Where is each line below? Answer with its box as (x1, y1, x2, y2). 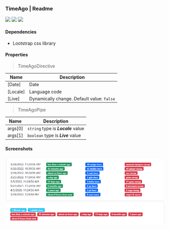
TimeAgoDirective (17, 63, 56, 69)
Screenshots (5, 145, 33, 151)
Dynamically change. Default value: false (29, 95, 115, 101)
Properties (5, 52, 28, 58)
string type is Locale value (27, 126, 85, 132)
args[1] (7, 132, 23, 139)
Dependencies (5, 28, 37, 35)
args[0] (7, 126, 23, 132)
